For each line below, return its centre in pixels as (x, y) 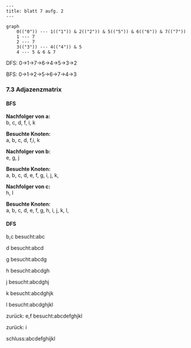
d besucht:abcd (25, 248)
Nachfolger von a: (28, 116)
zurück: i (17, 328)
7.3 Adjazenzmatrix (34, 89)
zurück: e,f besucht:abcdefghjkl (44, 316)
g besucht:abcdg (26, 259)
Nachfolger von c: (28, 187)
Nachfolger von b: (28, 151)
